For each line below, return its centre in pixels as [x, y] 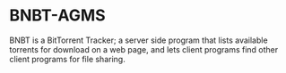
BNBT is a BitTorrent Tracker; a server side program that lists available [139, 40]
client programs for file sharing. [67, 59]
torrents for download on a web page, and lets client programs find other [144, 49]
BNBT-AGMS [57, 16]
